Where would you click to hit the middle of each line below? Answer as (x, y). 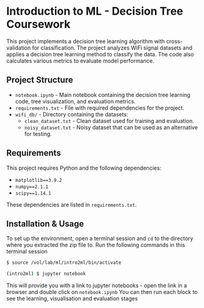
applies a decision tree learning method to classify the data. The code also (100, 54)
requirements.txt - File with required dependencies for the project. (100, 108)
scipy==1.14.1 (33, 193)
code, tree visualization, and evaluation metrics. (75, 101)
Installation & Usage (45, 224)
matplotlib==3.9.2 (38, 180)
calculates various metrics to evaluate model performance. (80, 61)
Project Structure (40, 80)
